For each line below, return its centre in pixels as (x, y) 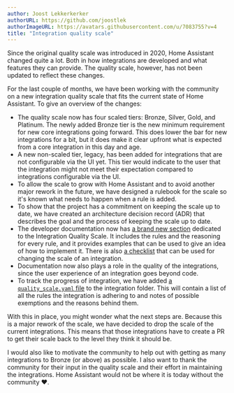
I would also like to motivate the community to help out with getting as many (117, 352)
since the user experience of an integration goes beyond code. (108, 273)
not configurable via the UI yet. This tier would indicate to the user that (119, 162)
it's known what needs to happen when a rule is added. (97, 199)
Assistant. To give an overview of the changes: (74, 104)
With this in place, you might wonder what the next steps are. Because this (115, 317)
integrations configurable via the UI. (69, 177)
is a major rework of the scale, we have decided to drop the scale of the (111, 324)
